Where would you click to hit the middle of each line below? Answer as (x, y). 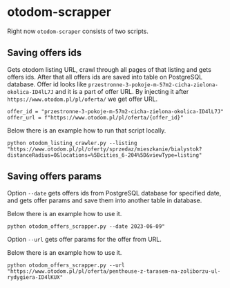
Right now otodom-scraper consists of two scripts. (78, 31)
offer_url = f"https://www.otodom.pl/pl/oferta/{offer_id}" (96, 117)
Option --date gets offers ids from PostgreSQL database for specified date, (114, 193)
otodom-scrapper (59, 12)
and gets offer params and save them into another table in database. (105, 200)
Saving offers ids (44, 53)
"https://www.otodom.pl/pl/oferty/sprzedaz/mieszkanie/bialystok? (105, 149)
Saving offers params (55, 176)
